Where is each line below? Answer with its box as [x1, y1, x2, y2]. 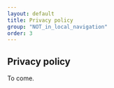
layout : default [7, 10, 55, 17]
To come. [7, 74, 35, 82]
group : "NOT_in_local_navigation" [7, 23, 108, 30]
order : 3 [7, 29, 33, 37]
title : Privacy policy [7, 17, 73, 24]
